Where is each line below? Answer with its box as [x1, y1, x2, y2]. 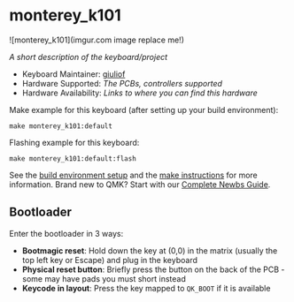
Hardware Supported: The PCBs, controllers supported [21, 78, 223, 88]
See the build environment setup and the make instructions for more [9, 170, 259, 180]
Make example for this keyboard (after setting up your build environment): [9, 104, 279, 115]
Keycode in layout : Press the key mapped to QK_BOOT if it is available [21, 283, 271, 293]
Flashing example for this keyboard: [9, 137, 140, 147]
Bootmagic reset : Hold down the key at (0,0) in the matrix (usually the [21, 245, 278, 256]
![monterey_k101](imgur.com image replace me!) [9, 34, 184, 45]
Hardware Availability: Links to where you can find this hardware [21, 87, 259, 98]
